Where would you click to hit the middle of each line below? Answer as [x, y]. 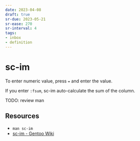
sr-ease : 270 [19, 24]
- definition [19, 42]
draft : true [17, 14]
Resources [22, 116]
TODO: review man [24, 100]
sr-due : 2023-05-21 [25, 19]
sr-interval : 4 [21, 28]
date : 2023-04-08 [23, 10]
